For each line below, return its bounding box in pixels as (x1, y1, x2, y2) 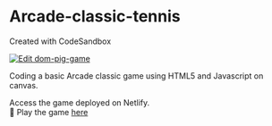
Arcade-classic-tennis (9, 6, 181, 27)
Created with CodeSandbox (9, 36, 112, 46)
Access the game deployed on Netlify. (9, 97, 150, 108)
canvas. (9, 80, 38, 90)
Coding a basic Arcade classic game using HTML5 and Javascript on (9, 70, 264, 81)
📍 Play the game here (9, 106, 89, 117)
